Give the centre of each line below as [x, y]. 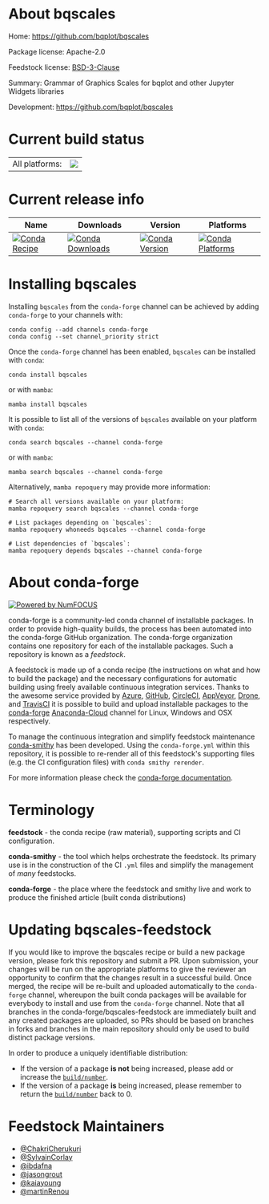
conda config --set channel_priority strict [84, 336]
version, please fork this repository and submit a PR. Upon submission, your [133, 960]
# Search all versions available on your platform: [96, 501]
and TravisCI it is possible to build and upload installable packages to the [128, 703]
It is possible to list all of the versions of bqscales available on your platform [133, 419]
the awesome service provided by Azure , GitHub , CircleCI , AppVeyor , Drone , [134, 695]
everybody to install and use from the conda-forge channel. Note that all [126, 1003]
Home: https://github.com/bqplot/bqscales [79, 36]
